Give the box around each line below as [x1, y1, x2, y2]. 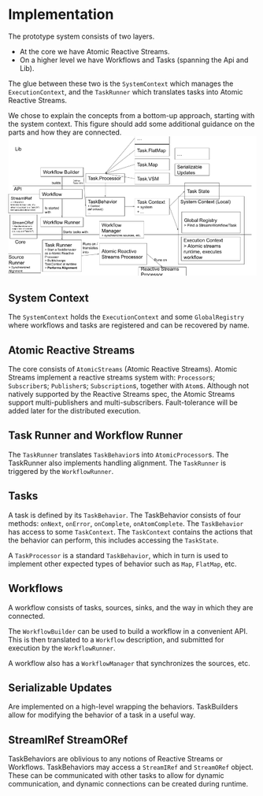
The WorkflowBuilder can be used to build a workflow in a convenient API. [8, 626, 248, 635]
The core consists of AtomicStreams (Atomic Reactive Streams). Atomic [8, 365, 238, 374]
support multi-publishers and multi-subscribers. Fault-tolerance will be [8, 398, 238, 407]
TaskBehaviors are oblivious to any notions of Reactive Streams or [8, 754, 223, 764]
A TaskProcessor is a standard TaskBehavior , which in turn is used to [8, 550, 228, 560]
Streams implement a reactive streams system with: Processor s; [8, 372, 215, 383]
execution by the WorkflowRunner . [8, 643, 116, 653]
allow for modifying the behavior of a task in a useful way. [8, 710, 196, 720]
